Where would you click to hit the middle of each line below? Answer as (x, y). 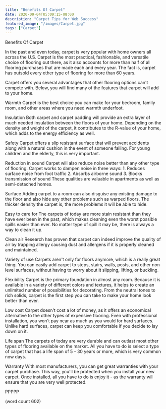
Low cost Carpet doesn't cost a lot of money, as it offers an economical (78, 310)
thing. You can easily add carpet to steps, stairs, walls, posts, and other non (83, 265)
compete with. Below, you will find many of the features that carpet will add (82, 88)
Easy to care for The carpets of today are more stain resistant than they (78, 214)
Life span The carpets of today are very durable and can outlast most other (82, 341)
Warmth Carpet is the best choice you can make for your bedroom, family (80, 103)
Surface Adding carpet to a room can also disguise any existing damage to (81, 194)
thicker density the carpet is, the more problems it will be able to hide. (76, 204)
